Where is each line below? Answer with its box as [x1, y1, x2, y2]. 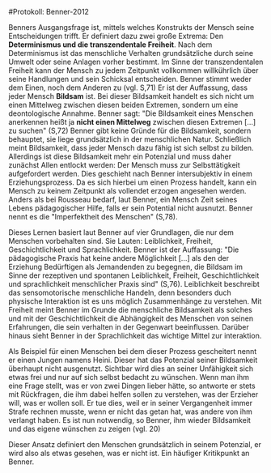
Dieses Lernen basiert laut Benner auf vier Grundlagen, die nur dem [8, 228, 235, 237]
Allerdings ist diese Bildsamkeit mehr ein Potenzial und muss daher [8, 151, 232, 161]
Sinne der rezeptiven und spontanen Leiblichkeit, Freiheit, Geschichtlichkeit [8, 271, 260, 280]
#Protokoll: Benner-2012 [8, 7, 89, 16]
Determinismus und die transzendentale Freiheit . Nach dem [8, 40, 213, 49]
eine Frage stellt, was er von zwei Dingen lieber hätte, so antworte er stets [8, 381, 256, 390]
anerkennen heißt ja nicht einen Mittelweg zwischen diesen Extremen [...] [8, 117, 256, 126]
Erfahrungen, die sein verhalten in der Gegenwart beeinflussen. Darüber [8, 322, 249, 331]
